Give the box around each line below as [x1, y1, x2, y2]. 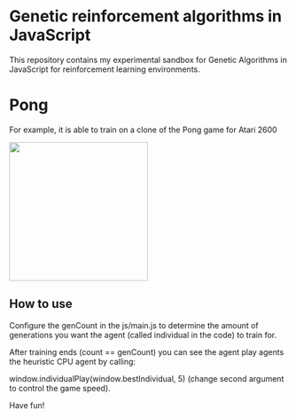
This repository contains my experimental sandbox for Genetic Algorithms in [9, 54, 288, 65]
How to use [9, 296, 73, 312]
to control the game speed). [9, 383, 111, 393]
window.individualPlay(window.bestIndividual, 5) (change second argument [9, 373, 284, 383]
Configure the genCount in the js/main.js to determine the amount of [9, 319, 259, 330]
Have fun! [9, 399, 45, 410]
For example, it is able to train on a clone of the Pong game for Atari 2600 [9, 124, 277, 135]
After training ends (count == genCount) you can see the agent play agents [9, 346, 284, 357]
